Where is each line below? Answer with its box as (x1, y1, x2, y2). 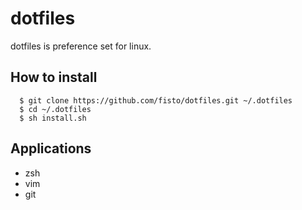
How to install (10, 69, 98, 86)
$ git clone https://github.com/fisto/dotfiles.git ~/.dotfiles (19, 95, 293, 106)
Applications (10, 140, 92, 157)
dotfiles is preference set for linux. (10, 40, 152, 52)
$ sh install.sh (19, 113, 87, 123)
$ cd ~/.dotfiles (19, 104, 92, 114)
